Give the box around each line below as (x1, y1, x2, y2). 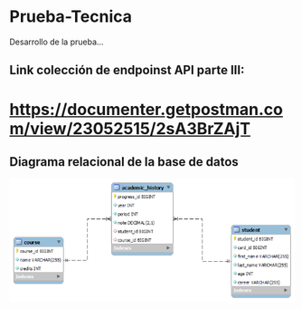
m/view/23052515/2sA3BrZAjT (9, 118, 251, 139)
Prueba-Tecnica (9, 6, 133, 27)
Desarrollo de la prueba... (9, 36, 104, 47)
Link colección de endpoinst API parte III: (9, 63, 245, 78)
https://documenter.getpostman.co (9, 99, 283, 120)
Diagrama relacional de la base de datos (9, 154, 240, 169)
